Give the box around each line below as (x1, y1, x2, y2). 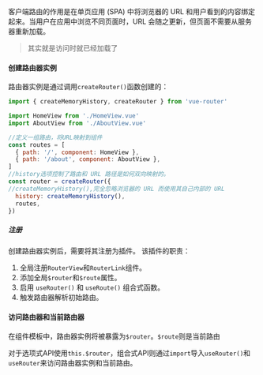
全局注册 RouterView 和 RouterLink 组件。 (19, 263, 146, 272)
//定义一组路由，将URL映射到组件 (8, 133, 103, 141)
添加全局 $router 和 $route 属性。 (19, 273, 122, 283)
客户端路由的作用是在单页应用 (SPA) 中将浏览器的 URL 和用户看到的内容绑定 (8, 7, 255, 16)
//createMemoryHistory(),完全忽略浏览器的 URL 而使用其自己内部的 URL (8, 185, 225, 193)
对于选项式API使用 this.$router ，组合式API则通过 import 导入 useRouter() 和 (8, 348, 251, 358)
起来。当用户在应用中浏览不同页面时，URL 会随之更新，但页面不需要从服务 (8, 17, 253, 26)
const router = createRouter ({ (8, 178, 111, 186)
